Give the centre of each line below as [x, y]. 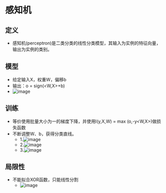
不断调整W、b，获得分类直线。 [44, 134]
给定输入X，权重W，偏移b [39, 79]
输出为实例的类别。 [32, 49]
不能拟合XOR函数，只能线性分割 [45, 180]
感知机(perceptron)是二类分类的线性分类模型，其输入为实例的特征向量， [86, 43]
